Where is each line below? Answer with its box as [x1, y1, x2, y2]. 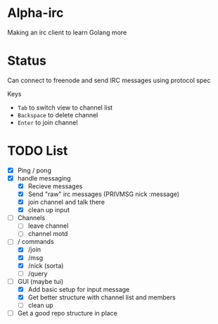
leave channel [27, 221, 69, 230]
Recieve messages [27, 181, 83, 190]
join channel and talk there [27, 198, 105, 207]
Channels [17, 214, 46, 222]
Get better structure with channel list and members [27, 293, 176, 302]
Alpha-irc [7, 5, 64, 21]
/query [27, 269, 48, 278]
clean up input [27, 206, 70, 214]
